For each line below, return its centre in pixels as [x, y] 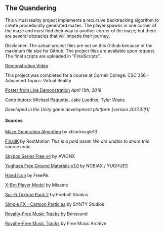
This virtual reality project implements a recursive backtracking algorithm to [82, 20]
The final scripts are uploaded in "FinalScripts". [53, 56]
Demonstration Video [27, 65]
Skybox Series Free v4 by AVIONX [40, 156]
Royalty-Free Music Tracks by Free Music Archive [56, 224]
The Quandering [31, 8]
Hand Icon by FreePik [27, 175]
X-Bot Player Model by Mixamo [37, 185]
